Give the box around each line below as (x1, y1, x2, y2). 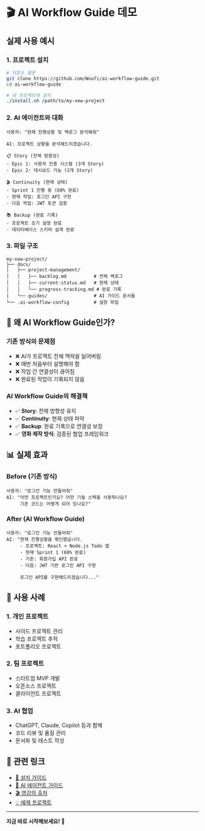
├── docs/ (6, 261, 32, 267)
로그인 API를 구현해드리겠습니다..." (20, 574, 99, 580)
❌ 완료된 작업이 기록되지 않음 (15, 375, 85, 382)
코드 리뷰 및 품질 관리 (15, 729, 66, 737)
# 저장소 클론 (6, 70, 36, 76)
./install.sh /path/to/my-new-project (6, 98, 105, 104)
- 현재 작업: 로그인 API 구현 (6, 193, 72, 199)
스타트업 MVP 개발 (15, 674, 60, 682)
